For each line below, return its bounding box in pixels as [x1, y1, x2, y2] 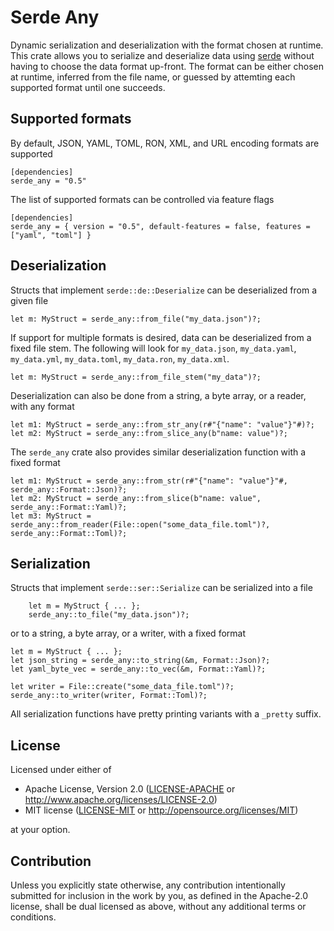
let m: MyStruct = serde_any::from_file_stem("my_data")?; [10, 372, 262, 382]
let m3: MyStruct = [10, 511, 92, 521]
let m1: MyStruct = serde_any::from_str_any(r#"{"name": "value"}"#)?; [10, 419, 315, 430]
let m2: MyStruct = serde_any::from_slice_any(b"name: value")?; [10, 428, 288, 438]
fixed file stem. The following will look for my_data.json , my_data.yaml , [10, 342, 297, 354]
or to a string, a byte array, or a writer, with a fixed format [10, 627, 246, 640]
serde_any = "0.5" [10, 176, 87, 186]
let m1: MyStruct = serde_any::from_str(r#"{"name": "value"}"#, [10, 476, 288, 486]
